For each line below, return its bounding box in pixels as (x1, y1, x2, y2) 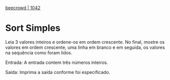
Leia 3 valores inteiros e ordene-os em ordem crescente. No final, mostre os (5, 39, 165, 45)
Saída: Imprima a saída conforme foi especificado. (5, 69, 111, 75)
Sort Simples (5, 23, 61, 34)
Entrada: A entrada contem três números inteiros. (5, 59, 108, 65)
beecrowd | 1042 (5, 5, 41, 11)
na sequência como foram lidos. (5, 49, 73, 55)
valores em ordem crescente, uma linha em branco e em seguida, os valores (5, 44, 165, 50)
